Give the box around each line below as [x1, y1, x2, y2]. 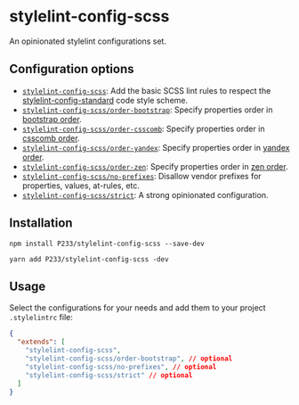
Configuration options [9, 62, 135, 77]
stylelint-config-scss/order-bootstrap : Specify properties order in [21, 104, 273, 115]
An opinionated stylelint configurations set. [9, 36, 167, 46]
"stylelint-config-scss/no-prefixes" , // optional [25, 362, 217, 371]
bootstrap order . [21, 113, 82, 124]
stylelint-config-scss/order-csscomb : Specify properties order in [21, 123, 265, 134]
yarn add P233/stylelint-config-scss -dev [9, 254, 169, 264]
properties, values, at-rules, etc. [21, 180, 141, 191]
